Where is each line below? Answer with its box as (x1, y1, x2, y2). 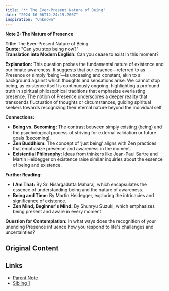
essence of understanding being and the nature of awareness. (12, 187, 144, 193)
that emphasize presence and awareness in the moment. (12, 146, 131, 152)
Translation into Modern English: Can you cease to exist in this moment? (5, 51, 159, 57)
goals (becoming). (12, 135, 51, 141)
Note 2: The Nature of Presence (5, 31, 74, 37)
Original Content (5, 244, 59, 252)
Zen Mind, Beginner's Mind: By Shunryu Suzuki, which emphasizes (12, 203, 155, 209)
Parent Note (12, 275, 38, 281)
